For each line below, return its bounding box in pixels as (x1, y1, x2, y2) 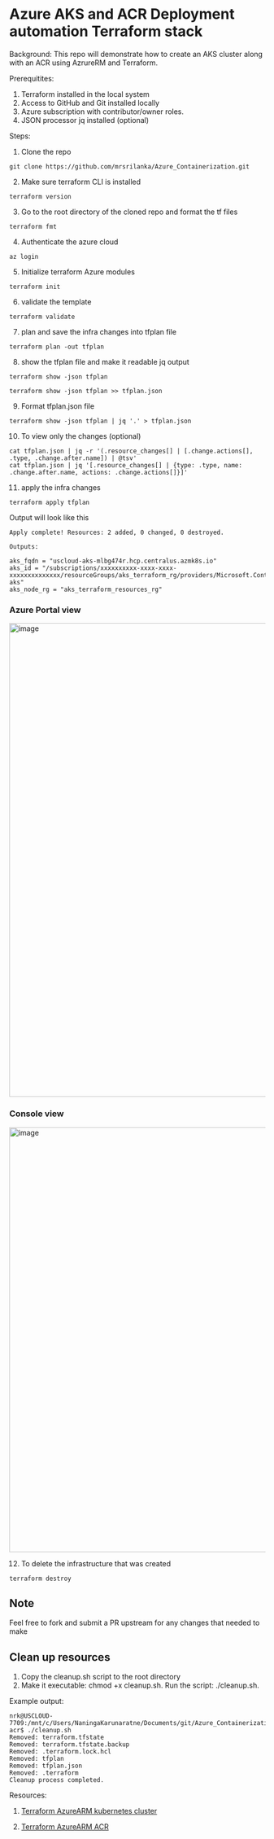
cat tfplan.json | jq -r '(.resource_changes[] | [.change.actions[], (9, 447, 254, 455)
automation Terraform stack (9, 22, 203, 41)
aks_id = (9, 563, 39, 572)
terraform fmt (9, 222, 58, 230)
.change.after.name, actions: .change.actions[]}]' (9, 468, 188, 476)
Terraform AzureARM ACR (20, 1822, 109, 1832)
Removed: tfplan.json (9, 1762, 83, 1771)
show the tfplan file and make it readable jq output (20, 357, 189, 366)
